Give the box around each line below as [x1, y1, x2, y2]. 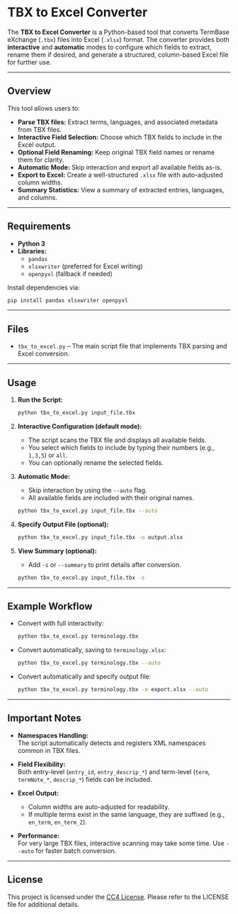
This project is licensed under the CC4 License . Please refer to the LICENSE [7, 892, 229, 901]
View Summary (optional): [17, 546, 97, 555]
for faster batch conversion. [35, 846, 117, 855]
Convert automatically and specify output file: [17, 672, 151, 681]
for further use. [7, 57, 52, 66]
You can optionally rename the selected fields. [28, 458, 164, 467]
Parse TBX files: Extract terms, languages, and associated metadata [17, 118, 218, 126]
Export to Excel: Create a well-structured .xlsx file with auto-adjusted [17, 170, 223, 179]
